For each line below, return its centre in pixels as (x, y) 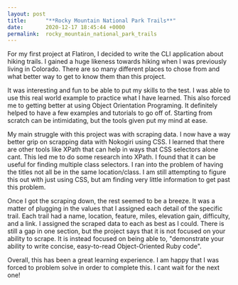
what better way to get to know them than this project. (87, 77)
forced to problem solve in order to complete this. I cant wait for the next (114, 268)
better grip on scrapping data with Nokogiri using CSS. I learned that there (116, 142)
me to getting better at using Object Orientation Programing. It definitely (113, 106)
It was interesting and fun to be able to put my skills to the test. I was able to (119, 90)
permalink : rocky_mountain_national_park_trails (82, 34)
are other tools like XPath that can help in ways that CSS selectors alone (113, 149)
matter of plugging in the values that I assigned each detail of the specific (115, 209)
